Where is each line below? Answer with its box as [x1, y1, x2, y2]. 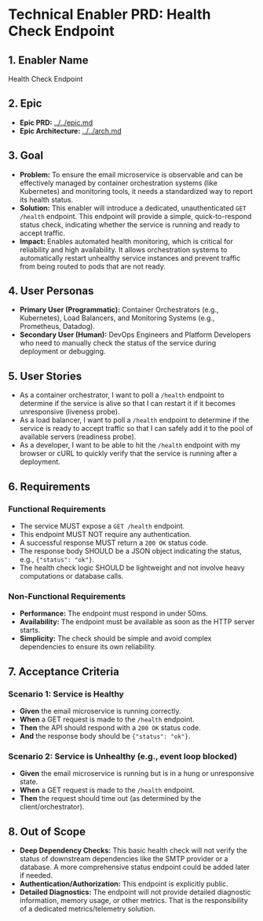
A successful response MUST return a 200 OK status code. [19, 538, 208, 547]
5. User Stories [8, 369, 82, 382]
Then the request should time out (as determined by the [19, 794, 202, 803]
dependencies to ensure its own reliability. [19, 642, 157, 652]
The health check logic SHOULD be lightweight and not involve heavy [19, 563, 245, 572]
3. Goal [8, 149, 44, 163]
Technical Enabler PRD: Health [8, 5, 211, 24]
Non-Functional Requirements [8, 590, 126, 601]
